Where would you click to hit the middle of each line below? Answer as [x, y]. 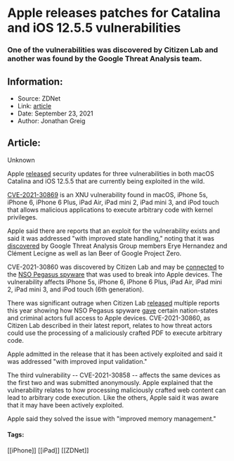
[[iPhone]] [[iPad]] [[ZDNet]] [48, 450]
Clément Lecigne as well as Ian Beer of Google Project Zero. [95, 253]
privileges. [22, 217]
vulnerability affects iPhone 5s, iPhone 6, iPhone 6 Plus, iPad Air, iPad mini [115, 282]
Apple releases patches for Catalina [114, 13]
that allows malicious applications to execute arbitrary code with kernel [110, 210]
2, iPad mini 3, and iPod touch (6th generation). [76, 289]
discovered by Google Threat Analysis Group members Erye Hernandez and [117, 246]
